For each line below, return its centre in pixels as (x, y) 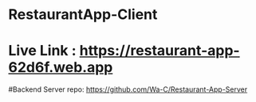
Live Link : (43, 51)
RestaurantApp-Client (83, 15)
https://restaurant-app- (160, 51)
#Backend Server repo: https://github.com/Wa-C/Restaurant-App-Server (128, 89)
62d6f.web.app (61, 68)
